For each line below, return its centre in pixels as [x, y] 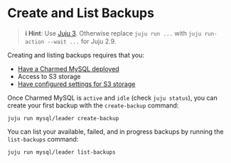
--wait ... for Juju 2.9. [82, 41]
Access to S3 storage [49, 76]
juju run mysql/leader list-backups [61, 152]
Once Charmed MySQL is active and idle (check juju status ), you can [113, 98]
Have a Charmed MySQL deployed [68, 68]
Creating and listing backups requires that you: [76, 55]
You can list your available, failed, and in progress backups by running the [116, 131]
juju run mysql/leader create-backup [63, 118]
